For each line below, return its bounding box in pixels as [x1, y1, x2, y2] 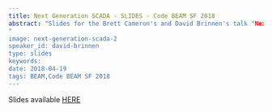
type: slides [8, 50, 53, 58]
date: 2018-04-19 [8, 65, 67, 73]
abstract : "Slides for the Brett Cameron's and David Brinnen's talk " [8, 19, 255, 28]
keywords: [8, 58, 42, 66]
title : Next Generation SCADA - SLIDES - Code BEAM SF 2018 [8, 11, 216, 20]
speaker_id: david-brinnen [8, 42, 100, 50]
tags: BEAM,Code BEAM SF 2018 [8, 72, 111, 80]
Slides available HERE [8, 94, 81, 104]
